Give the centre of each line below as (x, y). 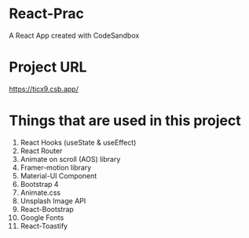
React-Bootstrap (47, 209)
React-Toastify (44, 225)
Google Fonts (42, 218)
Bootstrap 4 (39, 184)
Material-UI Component (59, 176)
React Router (41, 151)
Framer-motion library (56, 167)
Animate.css (40, 192)
